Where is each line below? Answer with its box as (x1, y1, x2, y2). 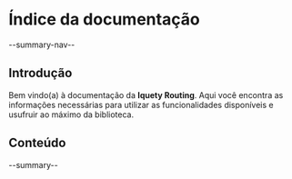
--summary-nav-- (8, 39, 76, 50)
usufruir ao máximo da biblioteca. (8, 109, 134, 120)
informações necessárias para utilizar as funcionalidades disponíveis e (8, 99, 274, 110)
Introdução (8, 65, 73, 81)
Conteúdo (8, 135, 66, 151)
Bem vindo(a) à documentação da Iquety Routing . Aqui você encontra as (8, 89, 284, 100)
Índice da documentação (8, 9, 201, 30)
